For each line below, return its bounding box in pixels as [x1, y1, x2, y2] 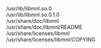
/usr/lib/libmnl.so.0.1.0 [6, 11, 60, 18]
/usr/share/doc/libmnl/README [6, 23, 83, 30]
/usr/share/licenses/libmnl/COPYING [6, 36, 96, 43]
